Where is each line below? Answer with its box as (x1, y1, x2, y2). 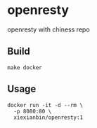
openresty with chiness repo (7, 25, 90, 34)
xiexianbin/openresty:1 (13, 114, 83, 121)
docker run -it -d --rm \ (7, 101, 83, 108)
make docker (7, 64, 42, 71)
